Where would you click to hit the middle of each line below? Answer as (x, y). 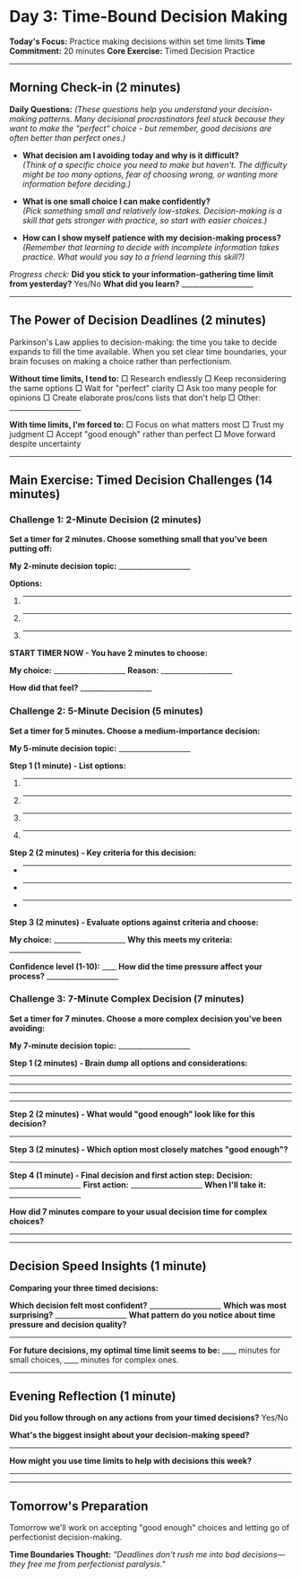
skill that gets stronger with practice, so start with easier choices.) (145, 220)
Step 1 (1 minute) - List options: (68, 766)
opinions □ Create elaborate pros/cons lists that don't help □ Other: (135, 398)
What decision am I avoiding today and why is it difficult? (130, 155)
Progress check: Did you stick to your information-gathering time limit (142, 274)
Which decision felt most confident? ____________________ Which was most (148, 1305)
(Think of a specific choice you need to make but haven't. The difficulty (155, 164)
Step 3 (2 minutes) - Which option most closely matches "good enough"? (149, 1149)
